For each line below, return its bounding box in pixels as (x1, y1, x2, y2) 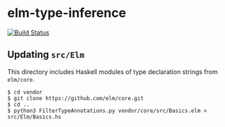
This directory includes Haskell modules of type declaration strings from (7, 67, 218, 75)
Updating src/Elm (7, 49, 85, 61)
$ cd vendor (7, 88, 42, 96)
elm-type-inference (7, 5, 127, 21)
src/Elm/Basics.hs (7, 113, 62, 121)
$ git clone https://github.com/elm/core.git (7, 95, 144, 102)
